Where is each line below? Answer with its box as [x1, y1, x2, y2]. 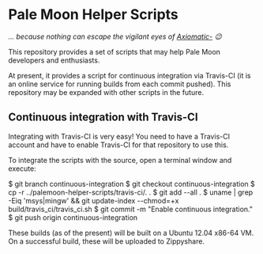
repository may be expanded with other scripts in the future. [8, 87, 204, 97]
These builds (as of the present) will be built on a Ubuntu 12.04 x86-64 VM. [8, 228, 254, 237]
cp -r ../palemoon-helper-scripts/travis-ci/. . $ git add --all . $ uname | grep [8, 188, 254, 197]
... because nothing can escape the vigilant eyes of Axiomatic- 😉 [8, 32, 223, 41]
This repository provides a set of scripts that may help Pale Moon [8, 47, 221, 56]
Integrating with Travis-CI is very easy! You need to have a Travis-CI [8, 131, 231, 141]
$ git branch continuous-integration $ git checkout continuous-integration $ [8, 179, 255, 188]
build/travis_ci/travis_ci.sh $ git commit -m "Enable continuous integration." [8, 204, 254, 214]
